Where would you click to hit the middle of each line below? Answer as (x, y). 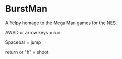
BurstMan (26, 9)
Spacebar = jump (23, 42)
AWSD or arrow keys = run (33, 32)
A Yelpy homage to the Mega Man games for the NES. (61, 23)
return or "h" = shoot (27, 52)
